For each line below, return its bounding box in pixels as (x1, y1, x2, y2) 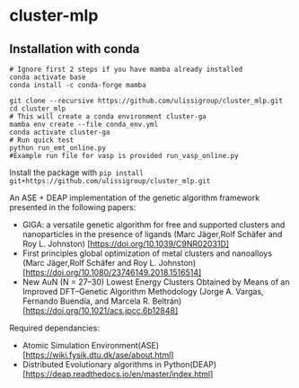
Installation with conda (9, 41, 140, 57)
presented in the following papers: (9, 202, 136, 212)
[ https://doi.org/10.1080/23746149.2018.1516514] (22, 267, 202, 278)
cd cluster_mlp (9, 104, 66, 113)
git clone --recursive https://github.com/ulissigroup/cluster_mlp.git (9, 96, 283, 105)
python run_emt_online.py (9, 144, 106, 153)
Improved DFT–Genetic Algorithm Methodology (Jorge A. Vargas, (22, 287, 264, 296)
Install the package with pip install (9, 167, 144, 178)
